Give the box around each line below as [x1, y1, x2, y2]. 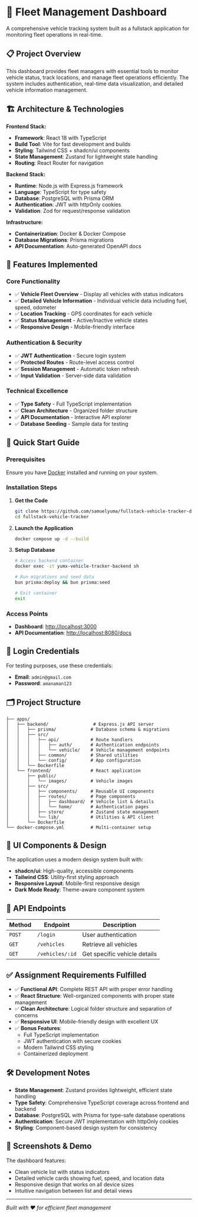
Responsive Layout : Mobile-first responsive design [14, 880, 140, 887]
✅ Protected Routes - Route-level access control [14, 358, 134, 366]
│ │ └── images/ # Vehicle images [6, 778, 133, 784]
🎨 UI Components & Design [6, 840, 107, 851]
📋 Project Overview [6, 49, 81, 59]
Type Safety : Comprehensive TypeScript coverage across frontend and [14, 1099, 190, 1106]
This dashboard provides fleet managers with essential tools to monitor [6, 67, 179, 74]
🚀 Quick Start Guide [6, 438, 80, 448]
